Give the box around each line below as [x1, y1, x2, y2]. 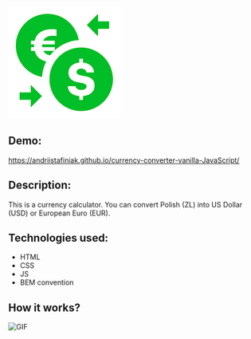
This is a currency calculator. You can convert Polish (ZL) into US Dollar [8, 199, 243, 209]
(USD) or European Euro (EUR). [8, 208, 111, 218]
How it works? [8, 301, 81, 314]
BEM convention [19, 278, 74, 287]
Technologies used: [8, 231, 109, 245]
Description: [8, 179, 72, 192]
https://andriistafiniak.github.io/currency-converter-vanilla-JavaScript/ [8, 155, 240, 165]
